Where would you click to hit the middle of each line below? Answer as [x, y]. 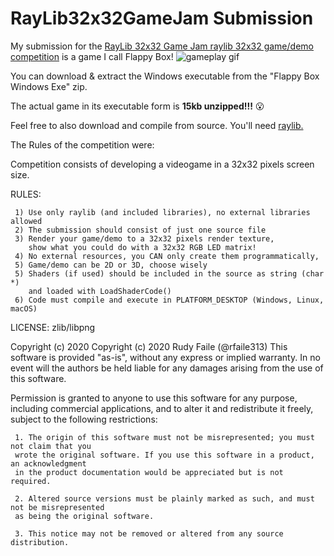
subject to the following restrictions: [84, 419]
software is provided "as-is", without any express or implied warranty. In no [165, 357]
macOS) [24, 308]
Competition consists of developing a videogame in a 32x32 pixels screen [162, 164]
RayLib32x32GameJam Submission [162, 18]
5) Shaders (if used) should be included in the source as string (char [169, 273]
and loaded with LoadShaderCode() [100, 291]
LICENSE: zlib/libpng [53, 327]
